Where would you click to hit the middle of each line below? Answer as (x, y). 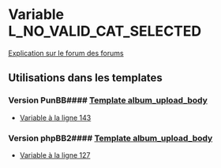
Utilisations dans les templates (86, 78)
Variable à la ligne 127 (55, 155)
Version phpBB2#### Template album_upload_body (110, 138)
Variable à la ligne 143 (55, 118)
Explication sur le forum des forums (66, 53)
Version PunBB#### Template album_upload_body (108, 100)
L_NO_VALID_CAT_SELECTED (105, 31)
